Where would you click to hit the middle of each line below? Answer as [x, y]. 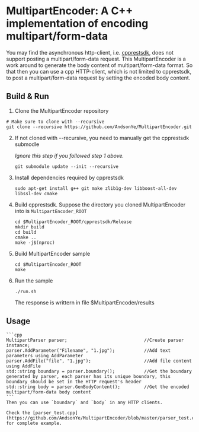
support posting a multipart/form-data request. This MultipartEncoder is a [96, 59]
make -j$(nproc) [35, 242]
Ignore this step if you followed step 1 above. [69, 155]
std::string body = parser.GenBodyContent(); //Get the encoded [98, 387]
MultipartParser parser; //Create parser [95, 340]
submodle [27, 144]
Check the [18, 413]
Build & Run [28, 96]
